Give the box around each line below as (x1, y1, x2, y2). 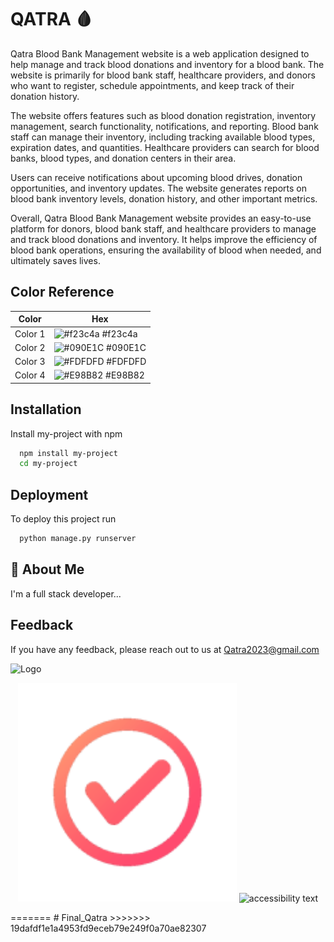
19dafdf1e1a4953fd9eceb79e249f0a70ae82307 (10, 922, 207, 934)
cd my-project (19, 459, 78, 469)
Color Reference (10, 284, 115, 301)
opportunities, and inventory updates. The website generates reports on (10, 182, 307, 194)
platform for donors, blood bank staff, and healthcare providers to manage (10, 222, 317, 235)
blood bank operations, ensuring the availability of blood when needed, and (10, 244, 322, 256)
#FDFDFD (106, 356, 147, 367)
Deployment (10, 486, 89, 503)
